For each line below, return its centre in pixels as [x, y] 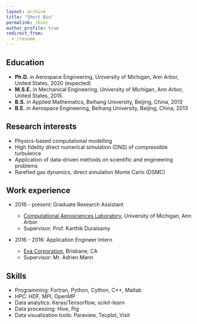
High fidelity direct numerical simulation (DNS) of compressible [91, 147]
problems [26, 166]
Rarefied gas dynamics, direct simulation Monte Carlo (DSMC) [90, 172]
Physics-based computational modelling [64, 141]
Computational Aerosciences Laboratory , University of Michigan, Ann [107, 216]
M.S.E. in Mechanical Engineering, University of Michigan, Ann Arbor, [99, 89]
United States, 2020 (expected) [53, 83]
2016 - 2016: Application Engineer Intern [64, 240]
